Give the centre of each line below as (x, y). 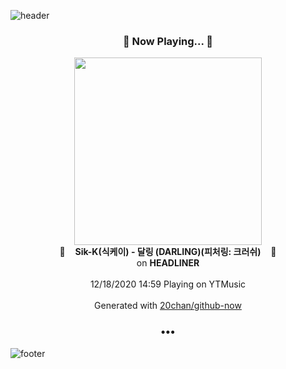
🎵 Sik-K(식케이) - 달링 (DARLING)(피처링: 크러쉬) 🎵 (168, 252)
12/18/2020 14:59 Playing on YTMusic (168, 284)
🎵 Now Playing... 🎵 (168, 41)
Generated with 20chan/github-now (168, 306)
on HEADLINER (168, 263)
